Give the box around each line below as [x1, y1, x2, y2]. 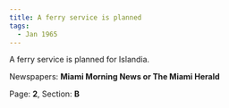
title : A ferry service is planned [9, 12, 142, 22]
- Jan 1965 [17, 29, 58, 38]
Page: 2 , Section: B [9, 88, 81, 99]
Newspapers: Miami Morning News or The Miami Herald [9, 71, 221, 82]
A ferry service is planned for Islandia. [9, 54, 150, 65]
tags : [9, 21, 30, 30]
